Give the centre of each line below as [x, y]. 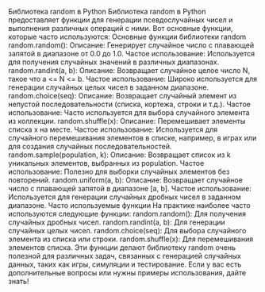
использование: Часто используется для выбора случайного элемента [129, 113]
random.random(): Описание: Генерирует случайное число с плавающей [131, 45]
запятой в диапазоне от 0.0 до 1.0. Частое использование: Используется [132, 54]
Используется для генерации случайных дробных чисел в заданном [125, 197]
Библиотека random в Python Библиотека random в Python [107, 12]
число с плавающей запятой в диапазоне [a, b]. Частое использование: [130, 188]
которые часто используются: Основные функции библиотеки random [127, 36]
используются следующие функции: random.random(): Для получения [127, 214]
